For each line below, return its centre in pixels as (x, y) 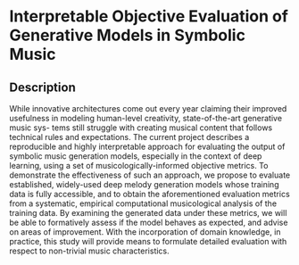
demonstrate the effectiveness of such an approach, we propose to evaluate (150, 175)
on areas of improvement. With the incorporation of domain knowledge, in (145, 232)
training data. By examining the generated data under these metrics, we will (148, 213)
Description (42, 87)
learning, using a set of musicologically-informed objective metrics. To (139, 166)
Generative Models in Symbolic (127, 35)
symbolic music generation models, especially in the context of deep (136, 156)
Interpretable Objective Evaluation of (149, 17)
